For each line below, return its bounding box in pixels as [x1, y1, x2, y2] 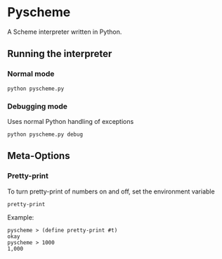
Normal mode [7, 69, 55, 79]
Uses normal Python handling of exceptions [7, 117, 134, 125]
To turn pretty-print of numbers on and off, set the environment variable [7, 187, 216, 196]
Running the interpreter [7, 48, 112, 60]
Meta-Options [7, 150, 70, 162]
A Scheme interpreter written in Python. [7, 27, 122, 36]
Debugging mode [7, 101, 68, 111]
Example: [7, 213, 34, 222]
